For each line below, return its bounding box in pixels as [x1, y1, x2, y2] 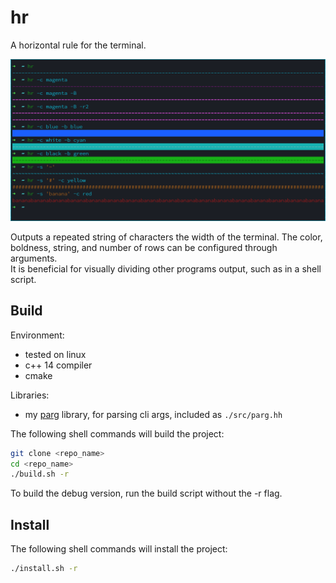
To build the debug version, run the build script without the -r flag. [10, 487, 283, 500]
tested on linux [24, 348, 87, 360]
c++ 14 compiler [24, 359, 93, 371]
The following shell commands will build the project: [10, 427, 225, 440]
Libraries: [10, 389, 50, 401]
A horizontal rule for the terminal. [10, 39, 147, 51]
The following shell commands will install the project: [10, 543, 228, 555]
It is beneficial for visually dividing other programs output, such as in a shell [10, 262, 322, 275]
